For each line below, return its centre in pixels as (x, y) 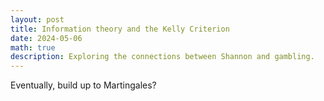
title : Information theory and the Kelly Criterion (120, 29)
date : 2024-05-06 (46, 38)
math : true (33, 47)
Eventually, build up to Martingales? (83, 85)
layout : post (37, 19)
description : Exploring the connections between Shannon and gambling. (162, 57)
